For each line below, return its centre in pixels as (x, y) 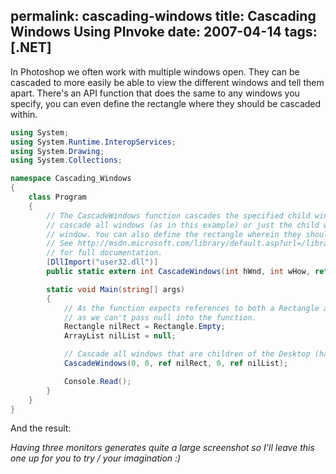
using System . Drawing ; (57, 151)
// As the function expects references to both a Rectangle (191, 308)
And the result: (41, 428)
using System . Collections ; (66, 160)
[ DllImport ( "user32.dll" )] (102, 262)
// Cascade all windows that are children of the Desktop (187, 354)
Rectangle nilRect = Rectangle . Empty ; (144, 327)
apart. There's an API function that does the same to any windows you (155, 93)
